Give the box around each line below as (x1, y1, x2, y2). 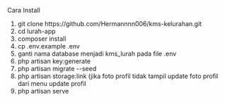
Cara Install (7, 6, 40, 14)
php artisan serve (17, 87, 69, 95)
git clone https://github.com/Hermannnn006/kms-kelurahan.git (17, 20, 202, 27)
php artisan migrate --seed (17, 65, 97, 72)
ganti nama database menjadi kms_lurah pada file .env (17, 49, 177, 58)
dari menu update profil (17, 79, 86, 87)
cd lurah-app (17, 27, 56, 35)
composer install (17, 34, 67, 43)
